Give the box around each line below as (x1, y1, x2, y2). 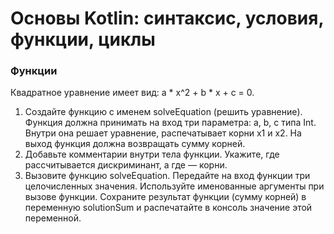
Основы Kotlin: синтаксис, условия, (10, 7, 324, 30)
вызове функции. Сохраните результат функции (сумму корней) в (24, 191, 307, 203)
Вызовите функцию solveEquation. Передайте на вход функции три (24, 170, 311, 182)
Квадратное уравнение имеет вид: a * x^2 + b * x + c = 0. (10, 87, 255, 99)
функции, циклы (10, 28, 156, 51)
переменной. (24, 212, 82, 224)
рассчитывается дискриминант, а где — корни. (24, 159, 228, 171)
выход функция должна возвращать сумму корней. (24, 138, 246, 150)
